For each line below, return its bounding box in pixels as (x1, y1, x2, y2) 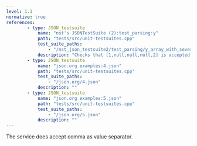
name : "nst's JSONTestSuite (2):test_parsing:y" (37, 30, 159, 36)
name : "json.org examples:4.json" (37, 62, 122, 69)
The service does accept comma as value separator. (6, 133, 133, 140)
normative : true (6, 14, 46, 20)
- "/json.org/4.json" (47, 79, 101, 85)
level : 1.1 (6, 8, 33, 15)
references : (6, 19, 35, 25)
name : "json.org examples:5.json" (37, 95, 122, 101)
